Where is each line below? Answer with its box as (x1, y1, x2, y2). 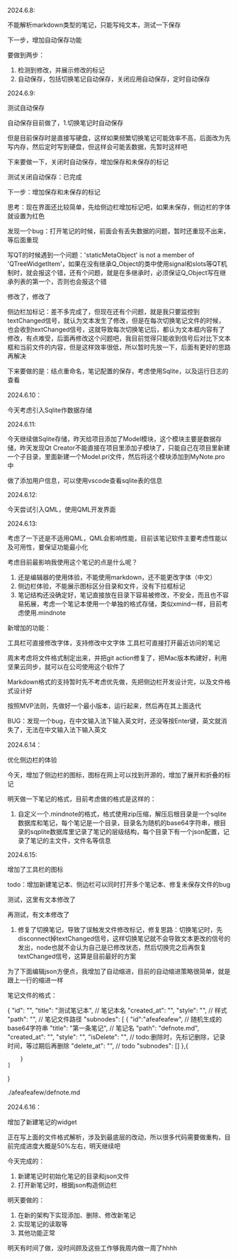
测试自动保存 (7, 104, 45, 112)
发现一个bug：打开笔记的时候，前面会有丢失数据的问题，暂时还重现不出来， (7, 227, 230, 235)
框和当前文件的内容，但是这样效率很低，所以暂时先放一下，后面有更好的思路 (7, 343, 231, 351)
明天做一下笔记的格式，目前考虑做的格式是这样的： (7, 794, 157, 803)
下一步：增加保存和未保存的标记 (7, 188, 101, 196)
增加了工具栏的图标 (7, 865, 64, 873)
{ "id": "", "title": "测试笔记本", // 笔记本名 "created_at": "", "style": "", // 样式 (7, 1006, 228, 1014)
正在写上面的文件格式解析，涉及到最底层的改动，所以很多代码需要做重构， (7, 1133, 225, 1141)
